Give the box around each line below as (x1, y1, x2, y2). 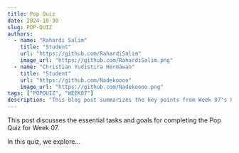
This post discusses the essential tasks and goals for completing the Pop (7, 116, 222, 125)
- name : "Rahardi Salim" (14, 37, 87, 44)
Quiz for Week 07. (7, 124, 60, 132)
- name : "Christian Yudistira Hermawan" (14, 63, 135, 70)
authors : (7, 30, 33, 38)
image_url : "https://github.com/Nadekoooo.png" (20, 83, 164, 90)
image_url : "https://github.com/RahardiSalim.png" (20, 57, 174, 64)
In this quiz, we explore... (7, 137, 80, 146)
